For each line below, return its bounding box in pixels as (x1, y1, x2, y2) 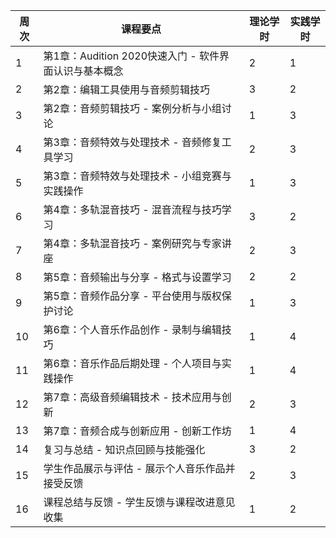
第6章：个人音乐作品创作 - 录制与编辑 (43, 323, 222, 336)
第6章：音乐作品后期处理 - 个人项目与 (43, 357, 222, 370)
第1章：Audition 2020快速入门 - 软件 (43, 49, 220, 63)
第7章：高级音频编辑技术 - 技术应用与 (43, 390, 222, 404)
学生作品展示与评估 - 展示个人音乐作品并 (43, 462, 236, 475)
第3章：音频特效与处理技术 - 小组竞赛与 (43, 169, 232, 183)
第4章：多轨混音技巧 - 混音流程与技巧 (43, 203, 222, 216)
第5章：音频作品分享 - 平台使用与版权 (43, 289, 222, 303)
